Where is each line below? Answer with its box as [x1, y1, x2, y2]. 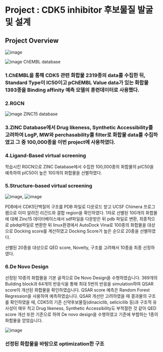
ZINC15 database [23, 111, 58, 117]
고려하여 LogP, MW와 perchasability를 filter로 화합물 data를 [5, 131, 144, 138]
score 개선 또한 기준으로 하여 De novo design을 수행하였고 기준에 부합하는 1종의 [5, 311, 159, 317]
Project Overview [5, 36, 59, 44]
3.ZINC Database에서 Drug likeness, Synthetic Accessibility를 [5, 124, 153, 131]
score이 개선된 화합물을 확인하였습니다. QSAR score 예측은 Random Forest [5, 287, 150, 293]
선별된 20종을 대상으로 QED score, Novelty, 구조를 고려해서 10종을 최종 [5, 245, 142, 250]
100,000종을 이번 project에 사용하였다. [26, 139, 116, 145]
